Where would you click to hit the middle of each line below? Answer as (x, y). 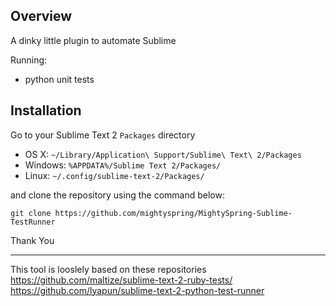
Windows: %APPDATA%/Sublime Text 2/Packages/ (123, 165)
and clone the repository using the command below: (117, 195)
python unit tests (59, 79)
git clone (31, 213)
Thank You (32, 240)
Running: (29, 60)
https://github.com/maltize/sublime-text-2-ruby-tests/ (121, 280)
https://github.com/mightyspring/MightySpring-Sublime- (173, 213)
